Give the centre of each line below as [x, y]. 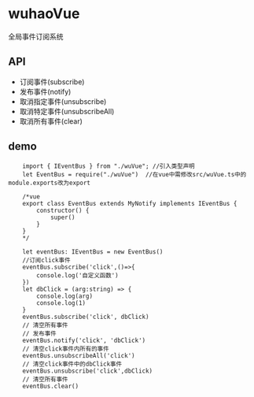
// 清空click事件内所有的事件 [66, 349]
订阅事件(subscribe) [52, 82]
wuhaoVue [44, 14]
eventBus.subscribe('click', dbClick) [86, 317]
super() [63, 217]
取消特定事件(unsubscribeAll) [67, 111]
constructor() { [63, 210]
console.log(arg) [64, 296]
